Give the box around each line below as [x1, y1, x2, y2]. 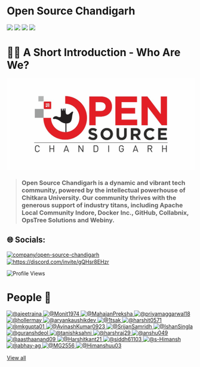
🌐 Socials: [7, 234, 46, 244]
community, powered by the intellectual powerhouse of [21, 186, 186, 195]
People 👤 [7, 290, 51, 304]
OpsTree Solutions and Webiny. [21, 216, 115, 225]
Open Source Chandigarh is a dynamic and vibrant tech [21, 179, 186, 187]
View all [7, 354, 26, 361]
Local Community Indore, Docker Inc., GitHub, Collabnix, [21, 209, 189, 217]
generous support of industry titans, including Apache [21, 201, 183, 210]
